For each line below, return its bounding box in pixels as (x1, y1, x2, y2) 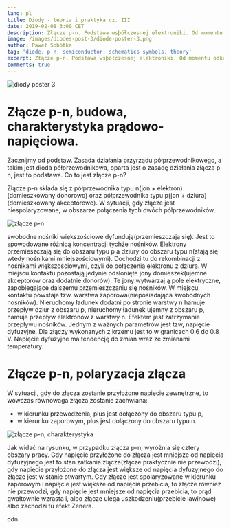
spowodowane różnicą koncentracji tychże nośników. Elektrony (7, 240, 187, 248)
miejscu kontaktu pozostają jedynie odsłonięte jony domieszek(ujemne (7, 269, 208, 277)
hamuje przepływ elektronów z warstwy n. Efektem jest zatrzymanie (7, 313, 201, 321)
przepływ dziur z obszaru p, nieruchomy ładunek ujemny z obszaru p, (7, 305, 205, 313)
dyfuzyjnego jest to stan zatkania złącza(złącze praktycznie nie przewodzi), (7, 458, 222, 466)
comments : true (7, 61, 51, 68)
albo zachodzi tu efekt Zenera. (7, 502, 94, 510)
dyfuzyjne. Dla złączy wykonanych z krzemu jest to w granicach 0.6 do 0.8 (7, 327, 219, 335)
